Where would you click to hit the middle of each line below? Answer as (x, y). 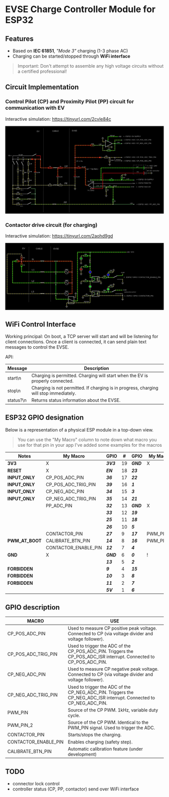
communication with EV (35, 108)
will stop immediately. (54, 393)
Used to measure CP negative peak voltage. (113, 669)
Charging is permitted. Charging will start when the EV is (90, 376)
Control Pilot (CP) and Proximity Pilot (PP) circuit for (70, 102)
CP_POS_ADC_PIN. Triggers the (101, 651)
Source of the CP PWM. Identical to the (108, 722)
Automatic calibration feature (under (105, 748)
